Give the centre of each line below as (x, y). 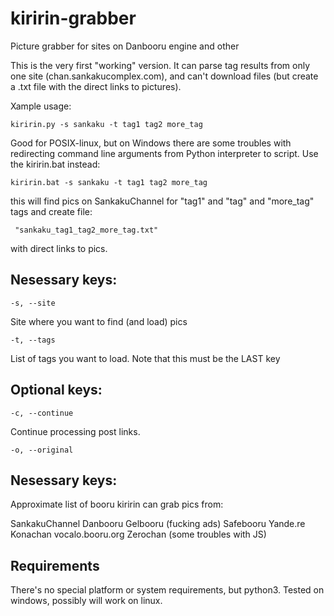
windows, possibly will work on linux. (86, 601)
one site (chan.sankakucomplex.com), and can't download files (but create (164, 76)
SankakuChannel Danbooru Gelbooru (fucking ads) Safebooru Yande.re (158, 524)
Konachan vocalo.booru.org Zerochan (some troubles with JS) (138, 534)
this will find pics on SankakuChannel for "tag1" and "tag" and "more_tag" (162, 201)
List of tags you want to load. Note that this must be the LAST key (145, 358)
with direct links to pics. (59, 248)
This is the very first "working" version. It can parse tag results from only (160, 65)
